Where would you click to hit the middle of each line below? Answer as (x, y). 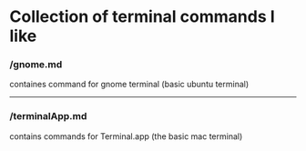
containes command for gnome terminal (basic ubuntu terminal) (129, 85)
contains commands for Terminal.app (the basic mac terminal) (126, 136)
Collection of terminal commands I (142, 17)
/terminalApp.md (48, 116)
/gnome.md (36, 65)
